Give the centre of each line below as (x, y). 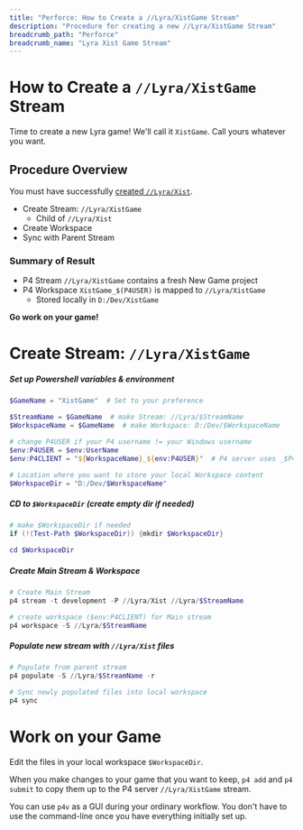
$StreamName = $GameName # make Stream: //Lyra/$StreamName (127, 417)
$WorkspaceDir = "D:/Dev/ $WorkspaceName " (88, 484)
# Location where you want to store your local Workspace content (137, 475)
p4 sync (24, 701)
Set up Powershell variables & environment (92, 379)
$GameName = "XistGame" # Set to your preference (106, 401)
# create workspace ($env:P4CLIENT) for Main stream (110, 617)
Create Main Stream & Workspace (75, 570)
